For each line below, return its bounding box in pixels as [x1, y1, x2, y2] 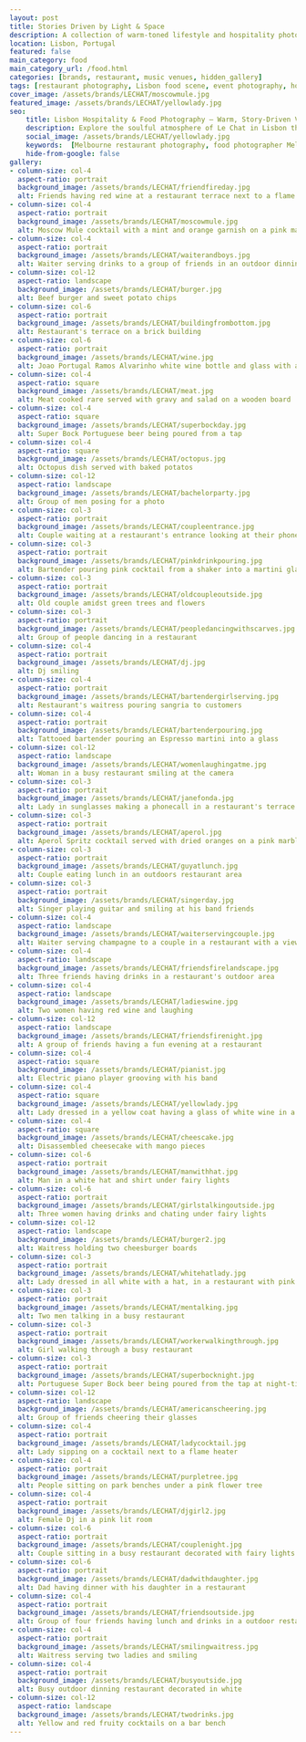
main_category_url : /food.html [9, 65, 128, 74]
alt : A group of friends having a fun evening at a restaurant [17, 1039, 262, 1049]
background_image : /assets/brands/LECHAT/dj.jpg [17, 658, 206, 667]
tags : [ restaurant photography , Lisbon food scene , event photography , [9, 81, 287, 90]
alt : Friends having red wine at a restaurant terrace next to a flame [17, 192, 296, 201]
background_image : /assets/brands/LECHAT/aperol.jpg [17, 828, 222, 837]
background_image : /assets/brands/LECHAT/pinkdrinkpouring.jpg [17, 556, 262, 566]
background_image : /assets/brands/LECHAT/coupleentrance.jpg [17, 522, 255, 532]
